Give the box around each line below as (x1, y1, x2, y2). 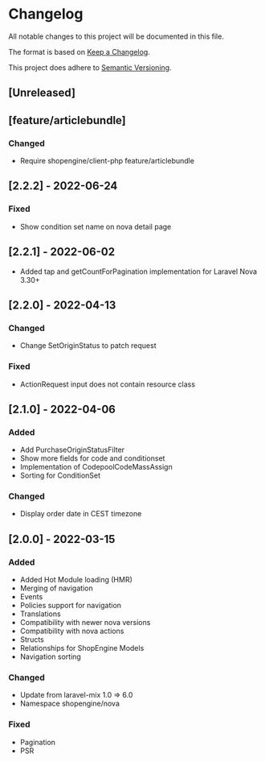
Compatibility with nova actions (19, 626, 124, 636)
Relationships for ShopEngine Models (19, 644, 145, 653)
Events (19, 592, 43, 602)
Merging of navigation (19, 583, 94, 593)
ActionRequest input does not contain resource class (19, 379, 195, 389)
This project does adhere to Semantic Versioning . (8, 62, 172, 72)
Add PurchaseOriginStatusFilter (19, 445, 125, 455)
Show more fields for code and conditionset (19, 453, 165, 463)
